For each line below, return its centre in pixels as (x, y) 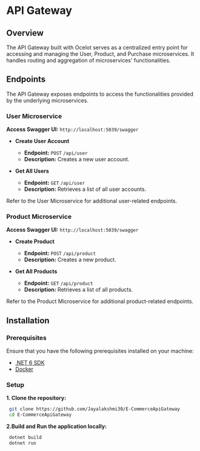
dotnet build (25, 438)
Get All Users (32, 171)
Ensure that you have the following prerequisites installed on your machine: (100, 351)
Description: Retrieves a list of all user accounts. (85, 189)
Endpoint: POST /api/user (56, 153)
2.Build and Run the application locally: (57, 426)
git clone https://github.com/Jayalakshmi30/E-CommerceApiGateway (95, 409)
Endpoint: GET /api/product (58, 283)
